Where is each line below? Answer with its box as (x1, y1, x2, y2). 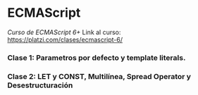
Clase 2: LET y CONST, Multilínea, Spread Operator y (7, 71, 192, 81)
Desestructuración (7, 80, 73, 90)
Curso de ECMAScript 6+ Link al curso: (7, 28, 121, 36)
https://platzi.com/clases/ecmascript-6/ (7, 35, 123, 43)
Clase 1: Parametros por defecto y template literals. (7, 52, 186, 62)
